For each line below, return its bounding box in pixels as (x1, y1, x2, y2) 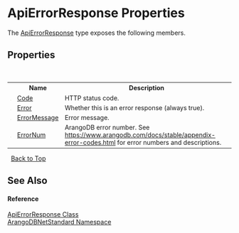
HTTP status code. (64, 94, 119, 102)
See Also (7, 175, 48, 187)
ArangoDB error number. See (64, 123, 150, 132)
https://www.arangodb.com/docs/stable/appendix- (64, 131, 216, 139)
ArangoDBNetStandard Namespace (7, 218, 112, 227)
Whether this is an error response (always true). (64, 103, 205, 112)
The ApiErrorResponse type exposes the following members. (7, 28, 186, 37)
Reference (7, 194, 39, 203)
